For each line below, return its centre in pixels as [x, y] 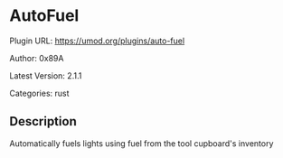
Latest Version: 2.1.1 [46, 75]
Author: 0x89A [37, 58]
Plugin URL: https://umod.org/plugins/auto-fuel [97, 41]
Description [43, 121]
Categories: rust [39, 93]
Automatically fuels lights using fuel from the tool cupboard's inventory [141, 143]
